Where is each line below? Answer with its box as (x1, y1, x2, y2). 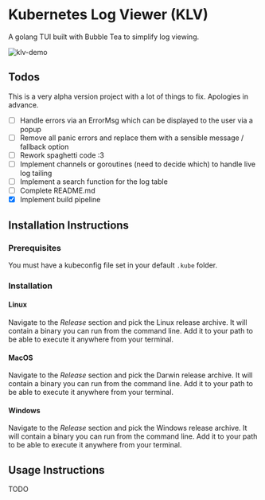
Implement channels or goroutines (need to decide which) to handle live (19, 159, 256, 169)
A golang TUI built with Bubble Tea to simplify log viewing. (8, 32, 200, 41)
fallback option (19, 142, 69, 151)
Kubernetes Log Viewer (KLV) (8, 6, 208, 24)
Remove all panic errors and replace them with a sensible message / (19, 133, 244, 143)
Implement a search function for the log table (19, 177, 169, 186)
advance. (8, 100, 39, 109)
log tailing (19, 169, 53, 178)
